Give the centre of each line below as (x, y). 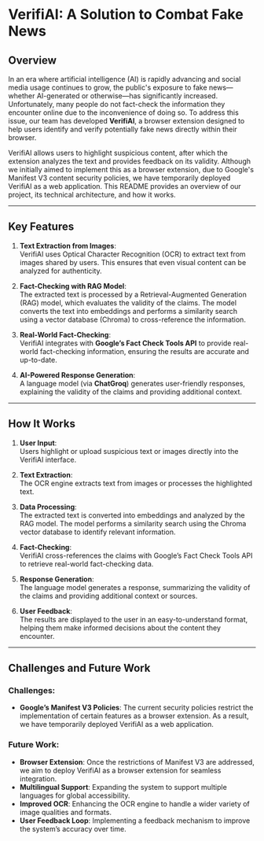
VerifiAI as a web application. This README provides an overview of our (125, 186)
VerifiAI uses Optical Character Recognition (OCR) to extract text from (132, 254)
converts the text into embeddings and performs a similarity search (128, 311)
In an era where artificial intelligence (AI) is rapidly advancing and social (125, 79)
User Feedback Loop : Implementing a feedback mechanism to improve (135, 821)
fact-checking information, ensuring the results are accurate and (145, 351)
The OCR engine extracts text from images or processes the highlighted (136, 483)
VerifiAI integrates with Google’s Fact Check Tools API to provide (125, 343)
